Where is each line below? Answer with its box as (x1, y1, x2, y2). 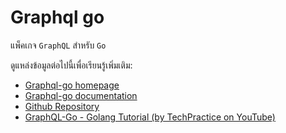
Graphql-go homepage (24, 79, 120, 91)
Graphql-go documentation (24, 89, 138, 101)
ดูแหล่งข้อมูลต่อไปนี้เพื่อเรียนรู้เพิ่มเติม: (10, 59, 133, 71)
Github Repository (24, 100, 100, 112)
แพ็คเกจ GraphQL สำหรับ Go (10, 39, 107, 51)
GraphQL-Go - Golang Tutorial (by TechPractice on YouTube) (24, 111, 276, 123)
